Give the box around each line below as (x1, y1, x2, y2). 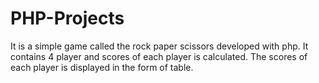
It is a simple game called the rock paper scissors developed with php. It (10, 40, 309, 52)
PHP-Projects (10, 7, 125, 30)
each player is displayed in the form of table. (10, 61, 194, 73)
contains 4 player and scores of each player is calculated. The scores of (10, 50, 308, 62)
